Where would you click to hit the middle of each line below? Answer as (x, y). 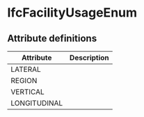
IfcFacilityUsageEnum (72, 13)
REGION (24, 81)
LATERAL (26, 69)
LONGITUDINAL (37, 103)
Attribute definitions (52, 38)
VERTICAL (28, 92)
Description (89, 58)
